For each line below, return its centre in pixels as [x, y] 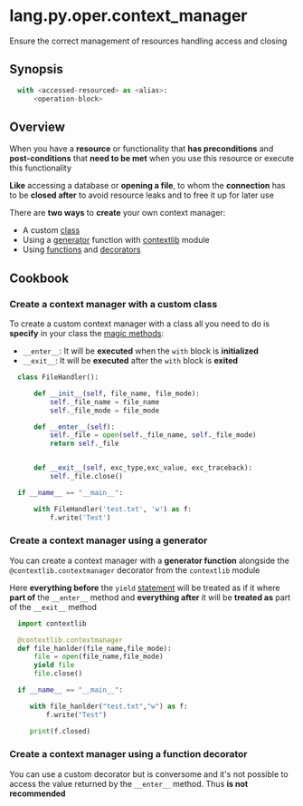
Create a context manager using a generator [109, 540]
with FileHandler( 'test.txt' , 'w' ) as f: [113, 509]
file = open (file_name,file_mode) [99, 657]
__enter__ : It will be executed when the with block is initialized [141, 351]
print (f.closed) [60, 731]
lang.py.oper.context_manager [128, 16]
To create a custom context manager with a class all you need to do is [139, 324]
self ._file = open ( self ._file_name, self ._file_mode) [153, 435]
